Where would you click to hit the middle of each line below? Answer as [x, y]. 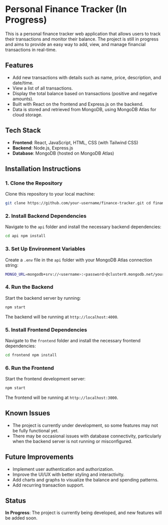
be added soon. [21, 518]
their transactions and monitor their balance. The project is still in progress [82, 39]
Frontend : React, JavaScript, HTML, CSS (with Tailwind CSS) [75, 142]
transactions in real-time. [31, 50]
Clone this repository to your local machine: [50, 194]
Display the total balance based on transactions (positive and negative [85, 93]
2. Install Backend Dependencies [46, 216]
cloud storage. [27, 115]
